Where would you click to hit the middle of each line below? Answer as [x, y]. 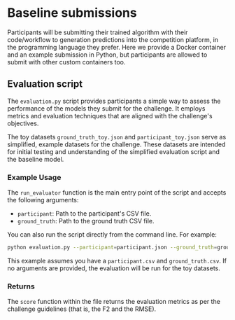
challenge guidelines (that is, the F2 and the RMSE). [82, 309]
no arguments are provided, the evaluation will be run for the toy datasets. [114, 268]
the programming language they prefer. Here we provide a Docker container [116, 47]
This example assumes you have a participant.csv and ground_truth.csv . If [117, 260]
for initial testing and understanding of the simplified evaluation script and [114, 151]
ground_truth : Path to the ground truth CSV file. [86, 221]
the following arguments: [43, 200]
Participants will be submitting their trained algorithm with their [98, 32]
